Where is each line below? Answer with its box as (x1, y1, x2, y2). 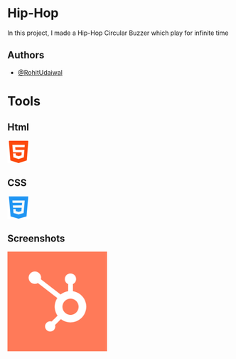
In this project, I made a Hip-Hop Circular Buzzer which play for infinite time (7, 28, 229, 37)
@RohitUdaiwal (17, 68, 63, 76)
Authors (7, 49, 45, 61)
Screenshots (7, 232, 65, 244)
